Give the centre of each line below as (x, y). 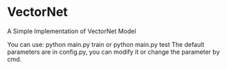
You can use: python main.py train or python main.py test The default (106, 44)
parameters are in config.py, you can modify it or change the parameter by (113, 52)
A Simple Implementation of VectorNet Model (72, 31)
